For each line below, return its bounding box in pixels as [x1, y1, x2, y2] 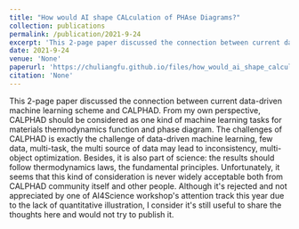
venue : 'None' [9, 54, 62, 63]
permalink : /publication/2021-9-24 [9, 29, 141, 38]
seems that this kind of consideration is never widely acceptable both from [9, 171, 283, 182]
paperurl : [9, 63, 46, 72]
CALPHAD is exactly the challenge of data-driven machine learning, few [9, 133, 273, 143]
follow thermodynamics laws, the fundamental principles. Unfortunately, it [9, 161, 280, 172]
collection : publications [9, 21, 105, 30]
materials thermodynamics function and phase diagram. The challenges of [9, 124, 283, 135]
